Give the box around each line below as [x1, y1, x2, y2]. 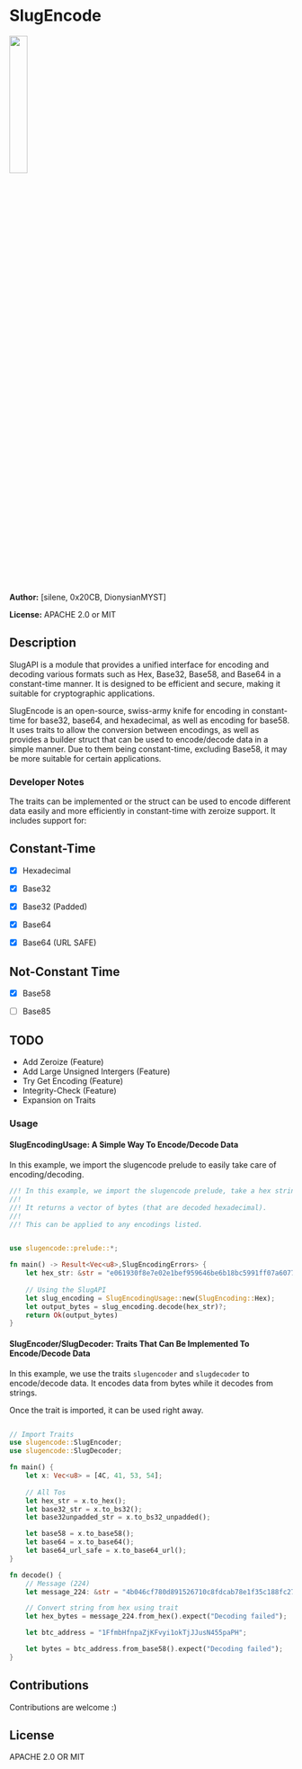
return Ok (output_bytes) [25, 1311, 119, 1320]
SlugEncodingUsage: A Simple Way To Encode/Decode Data [9, 1140, 239, 1151]
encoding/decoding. [9, 1169, 84, 1180]
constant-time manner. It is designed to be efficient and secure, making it [9, 678, 281, 689]
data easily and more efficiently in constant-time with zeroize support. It [9, 806, 276, 817]
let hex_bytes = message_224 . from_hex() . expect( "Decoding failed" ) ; [25, 1612, 288, 1621]
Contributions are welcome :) [9, 1701, 117, 1712]
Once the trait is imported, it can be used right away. [9, 1404, 204, 1415]
